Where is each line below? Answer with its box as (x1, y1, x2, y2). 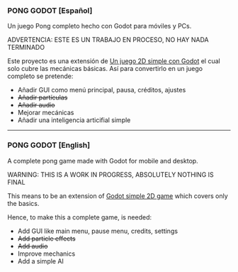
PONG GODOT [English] (7, 141, 91, 151)
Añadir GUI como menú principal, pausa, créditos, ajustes (17, 86, 186, 94)
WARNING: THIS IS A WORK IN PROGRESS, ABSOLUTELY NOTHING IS (7, 170, 214, 179)
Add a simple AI (17, 256, 64, 265)
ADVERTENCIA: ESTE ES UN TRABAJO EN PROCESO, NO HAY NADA (7, 36, 209, 44)
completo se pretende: (7, 72, 74, 80)
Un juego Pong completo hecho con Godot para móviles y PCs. (7, 22, 192, 31)
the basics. (7, 199, 40, 207)
